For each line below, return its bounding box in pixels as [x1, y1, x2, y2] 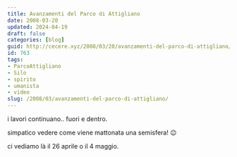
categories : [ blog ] [7, 37, 65, 44]
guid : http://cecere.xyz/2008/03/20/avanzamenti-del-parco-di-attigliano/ [7, 43, 232, 50]
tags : [7, 56, 23, 63]
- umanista [7, 82, 39, 89]
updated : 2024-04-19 [7, 23, 68, 30]
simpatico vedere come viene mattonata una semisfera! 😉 [7, 128, 177, 137]
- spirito [7, 75, 37, 83]
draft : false [7, 30, 46, 37]
